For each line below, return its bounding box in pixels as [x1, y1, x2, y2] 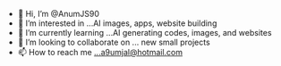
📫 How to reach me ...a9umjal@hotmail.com [17, 47, 183, 57]
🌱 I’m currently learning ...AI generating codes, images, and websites [17, 28, 272, 37]
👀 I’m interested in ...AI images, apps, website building [17, 18, 217, 29]
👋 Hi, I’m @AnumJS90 [17, 9, 100, 19]
